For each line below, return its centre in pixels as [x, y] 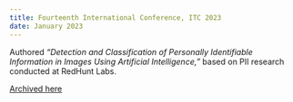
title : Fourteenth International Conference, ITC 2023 [116, 18]
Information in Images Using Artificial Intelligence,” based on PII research [147, 61]
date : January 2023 [46, 26]
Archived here [36, 88]
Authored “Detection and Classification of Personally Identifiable [131, 51]
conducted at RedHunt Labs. [63, 71]
